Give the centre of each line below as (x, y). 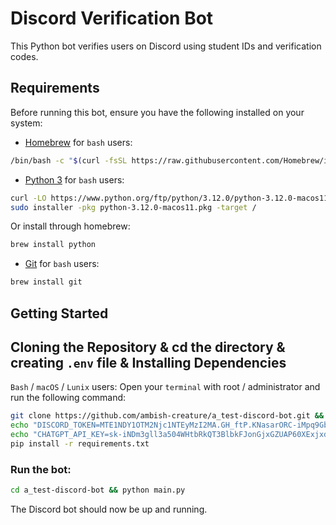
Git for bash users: (62, 264)
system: (26, 123)
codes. (24, 56)
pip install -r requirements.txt (80, 443)
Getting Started (59, 313)
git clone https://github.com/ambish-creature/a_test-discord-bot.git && (167, 416)
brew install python (53, 245)
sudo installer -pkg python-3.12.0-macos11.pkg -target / (133, 207)
